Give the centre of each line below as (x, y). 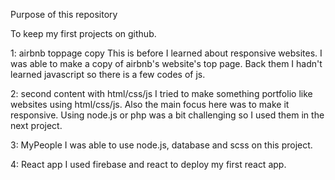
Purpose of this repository (64, 14)
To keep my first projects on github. (83, 33)
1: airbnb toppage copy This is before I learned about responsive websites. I (166, 53)
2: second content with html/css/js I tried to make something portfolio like (161, 93)
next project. (36, 125)
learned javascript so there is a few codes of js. (108, 74)
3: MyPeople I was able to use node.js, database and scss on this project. (161, 145)
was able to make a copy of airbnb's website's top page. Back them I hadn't (166, 63)
